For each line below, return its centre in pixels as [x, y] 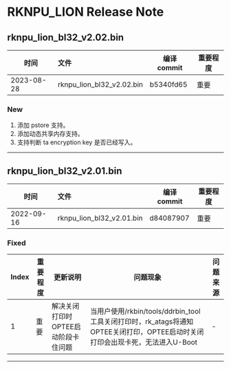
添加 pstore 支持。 [43, 125]
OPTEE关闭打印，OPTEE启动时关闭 [147, 332]
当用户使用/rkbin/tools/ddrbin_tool [145, 311]
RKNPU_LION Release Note [86, 12]
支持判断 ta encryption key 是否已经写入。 [77, 142]
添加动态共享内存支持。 [50, 134]
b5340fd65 [168, 85]
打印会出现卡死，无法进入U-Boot [144, 342]
